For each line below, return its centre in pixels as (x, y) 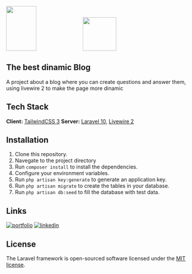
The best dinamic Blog (48, 68)
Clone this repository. (41, 154)
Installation (27, 140)
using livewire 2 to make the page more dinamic (65, 88)
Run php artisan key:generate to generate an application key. (91, 180)
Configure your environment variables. (62, 173)
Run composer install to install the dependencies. (76, 167)
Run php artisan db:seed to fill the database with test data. (87, 192)
